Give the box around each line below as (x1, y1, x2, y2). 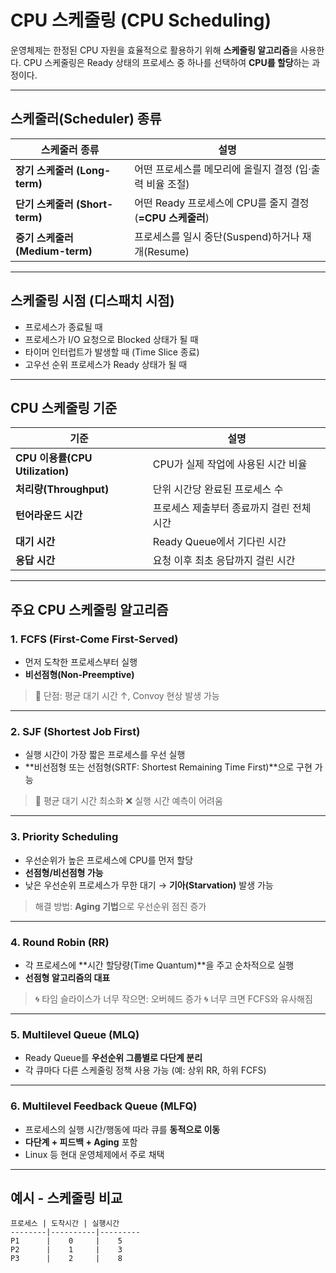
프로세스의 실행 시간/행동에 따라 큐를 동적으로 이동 (24, 1123, 221, 1135)
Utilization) (15, 464, 70, 478)
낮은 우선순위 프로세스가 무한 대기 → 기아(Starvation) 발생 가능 (24, 879, 274, 891)
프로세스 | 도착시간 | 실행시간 (10, 1219, 120, 1229)
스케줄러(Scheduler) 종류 (10, 111, 162, 128)
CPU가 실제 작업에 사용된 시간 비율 (152, 457, 308, 471)
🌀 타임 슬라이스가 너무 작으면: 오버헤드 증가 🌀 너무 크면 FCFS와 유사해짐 (34, 992, 313, 1005)
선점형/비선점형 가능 (24, 866, 104, 878)
